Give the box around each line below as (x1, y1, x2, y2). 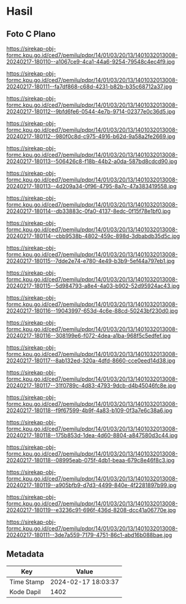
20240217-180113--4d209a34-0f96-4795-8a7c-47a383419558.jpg (6, 183, 177, 189)
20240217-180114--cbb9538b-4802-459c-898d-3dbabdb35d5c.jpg (6, 232, 180, 240)
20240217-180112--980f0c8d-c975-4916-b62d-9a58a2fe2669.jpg (6, 133, 176, 140)
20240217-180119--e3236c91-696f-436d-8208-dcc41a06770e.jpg (6, 507, 176, 513)
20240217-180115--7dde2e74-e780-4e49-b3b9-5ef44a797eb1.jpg (6, 258, 175, 264)
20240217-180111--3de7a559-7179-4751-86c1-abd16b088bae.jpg (6, 532, 172, 538)
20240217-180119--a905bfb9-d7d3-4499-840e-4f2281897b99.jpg (6, 481, 177, 489)
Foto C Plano (6, 29, 56, 39)
